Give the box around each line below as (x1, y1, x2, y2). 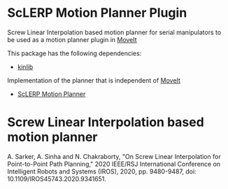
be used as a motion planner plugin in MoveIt (7, 35, 138, 43)
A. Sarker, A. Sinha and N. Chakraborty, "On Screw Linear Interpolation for (7, 152, 222, 160)
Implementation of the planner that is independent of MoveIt (7, 76, 180, 85)
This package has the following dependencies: (7, 49, 142, 57)
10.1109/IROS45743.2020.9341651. (7, 174, 107, 183)
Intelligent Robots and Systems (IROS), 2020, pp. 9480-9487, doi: (7, 167, 197, 176)
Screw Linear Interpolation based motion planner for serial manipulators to (7, 28, 222, 36)
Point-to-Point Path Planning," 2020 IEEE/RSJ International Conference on (7, 160, 221, 168)
